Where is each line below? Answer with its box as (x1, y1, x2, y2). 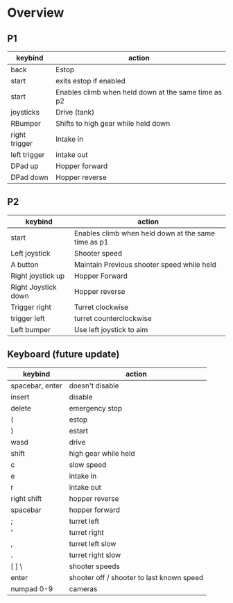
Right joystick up (10, 271, 65, 281)
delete (10, 403, 31, 413)
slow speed (69, 460, 107, 470)
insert (10, 392, 30, 402)
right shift (10, 493, 42, 503)
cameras (69, 584, 98, 593)
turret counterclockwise (74, 313, 153, 323)
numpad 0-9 (10, 584, 53, 593)
